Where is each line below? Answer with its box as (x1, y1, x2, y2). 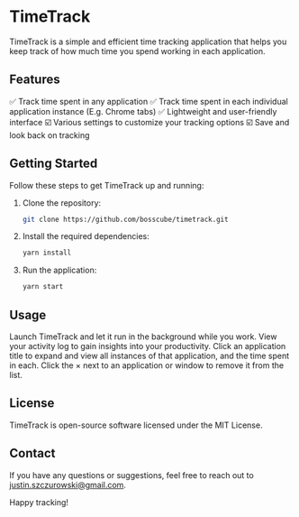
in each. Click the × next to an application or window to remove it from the (9, 360, 285, 371)
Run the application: (22, 264, 97, 276)
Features (9, 72, 60, 88)
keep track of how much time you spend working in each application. (9, 45, 266, 56)
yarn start (22, 282, 64, 291)
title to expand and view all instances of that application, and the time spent (9, 350, 290, 361)
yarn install (22, 248, 72, 258)
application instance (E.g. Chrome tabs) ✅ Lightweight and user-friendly (9, 106, 277, 116)
